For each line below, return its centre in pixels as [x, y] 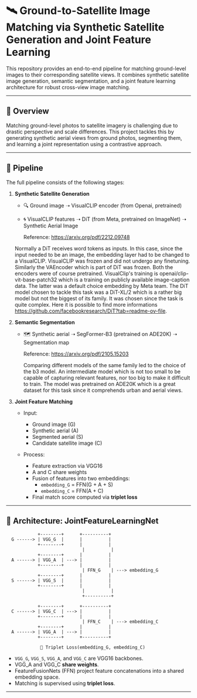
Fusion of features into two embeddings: [81, 478]
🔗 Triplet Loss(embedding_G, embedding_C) [93, 647]
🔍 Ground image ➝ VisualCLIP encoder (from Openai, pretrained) [103, 205]
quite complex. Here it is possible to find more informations [86, 304]
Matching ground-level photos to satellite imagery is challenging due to [92, 125]
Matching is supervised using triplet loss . [65, 683]
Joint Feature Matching [44, 401]
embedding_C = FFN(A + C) [72, 491]
